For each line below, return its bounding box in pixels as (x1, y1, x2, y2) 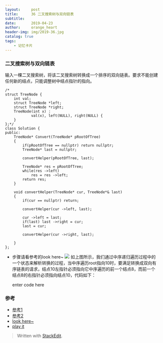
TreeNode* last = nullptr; (22, 147, 77, 152)
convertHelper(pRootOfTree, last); (22, 156, 95, 161)
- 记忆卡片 (14, 43, 33, 48)
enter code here (12, 282, 45, 288)
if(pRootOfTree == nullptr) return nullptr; (22, 143, 114, 148)
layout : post (5, 7, 40, 12)
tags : (5, 39, 16, 44)
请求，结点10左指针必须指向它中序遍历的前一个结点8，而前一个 (29, 266, 155, 272)
